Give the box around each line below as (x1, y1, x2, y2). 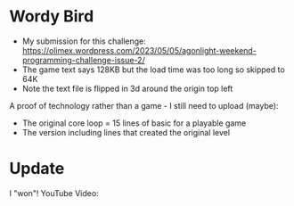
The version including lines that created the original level (21, 127, 230, 137)
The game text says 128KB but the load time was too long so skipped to (21, 64, 285, 75)
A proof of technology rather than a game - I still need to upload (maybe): (9, 100, 279, 111)
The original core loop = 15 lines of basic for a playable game (21, 118, 247, 128)
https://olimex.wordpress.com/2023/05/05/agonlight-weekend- (21, 45, 257, 55)
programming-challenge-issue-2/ (21, 54, 145, 65)
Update (9, 159, 65, 179)
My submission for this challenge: (21, 36, 147, 46)
